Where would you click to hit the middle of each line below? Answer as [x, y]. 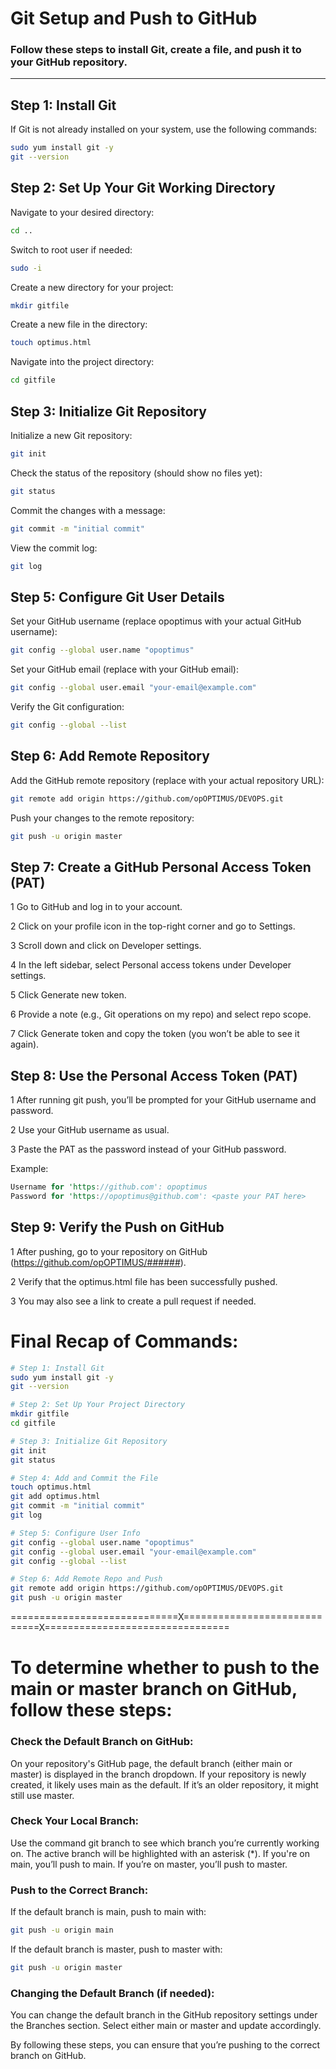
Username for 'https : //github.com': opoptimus [109, 1187]
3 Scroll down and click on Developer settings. [106, 946]
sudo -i [26, 268]
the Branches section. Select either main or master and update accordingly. [166, 2026]
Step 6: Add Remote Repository [110, 756]
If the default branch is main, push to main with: [108, 1912]
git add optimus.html [55, 1497]
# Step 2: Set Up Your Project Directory [98, 1405]
